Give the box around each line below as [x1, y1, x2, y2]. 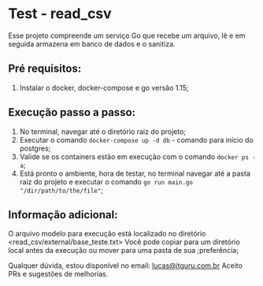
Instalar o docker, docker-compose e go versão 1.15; [19, 83, 189, 92]
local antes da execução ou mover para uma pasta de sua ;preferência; [8, 246, 239, 255]
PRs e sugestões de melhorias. [8, 269, 109, 279]
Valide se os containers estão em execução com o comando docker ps [19, 151, 250, 162]
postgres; [19, 143, 51, 153]
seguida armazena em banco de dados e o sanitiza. [8, 39, 176, 48]
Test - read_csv [8, 5, 112, 23]
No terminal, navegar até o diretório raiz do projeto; [19, 127, 187, 136]
